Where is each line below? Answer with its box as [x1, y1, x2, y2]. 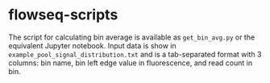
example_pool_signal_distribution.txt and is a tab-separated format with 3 [8, 49, 262, 59]
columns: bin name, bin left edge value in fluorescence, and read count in [8, 58, 252, 68]
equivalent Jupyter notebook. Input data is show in [8, 40, 177, 50]
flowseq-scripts [8, 6, 118, 24]
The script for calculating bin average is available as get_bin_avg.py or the [8, 32, 255, 42]
